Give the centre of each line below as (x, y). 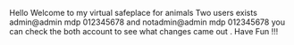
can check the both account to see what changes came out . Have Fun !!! (144, 31)
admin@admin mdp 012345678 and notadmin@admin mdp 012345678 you (147, 22)
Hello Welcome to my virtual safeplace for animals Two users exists (133, 13)
